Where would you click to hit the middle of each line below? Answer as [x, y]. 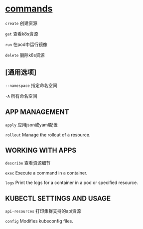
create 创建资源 [21, 23]
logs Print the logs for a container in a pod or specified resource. [71, 182]
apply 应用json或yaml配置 [32, 124]
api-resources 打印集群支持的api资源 [43, 211]
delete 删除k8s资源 [25, 55]
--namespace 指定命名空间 [31, 85]
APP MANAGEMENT [37, 112]
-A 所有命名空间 [21, 96]
